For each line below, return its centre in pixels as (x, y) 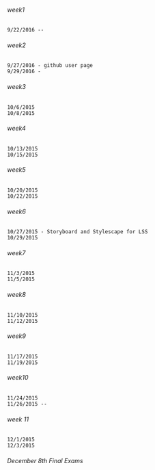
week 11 (18, 419)
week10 (18, 378)
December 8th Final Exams (45, 460)
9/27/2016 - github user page (50, 66)
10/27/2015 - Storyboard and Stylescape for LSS (77, 232)
